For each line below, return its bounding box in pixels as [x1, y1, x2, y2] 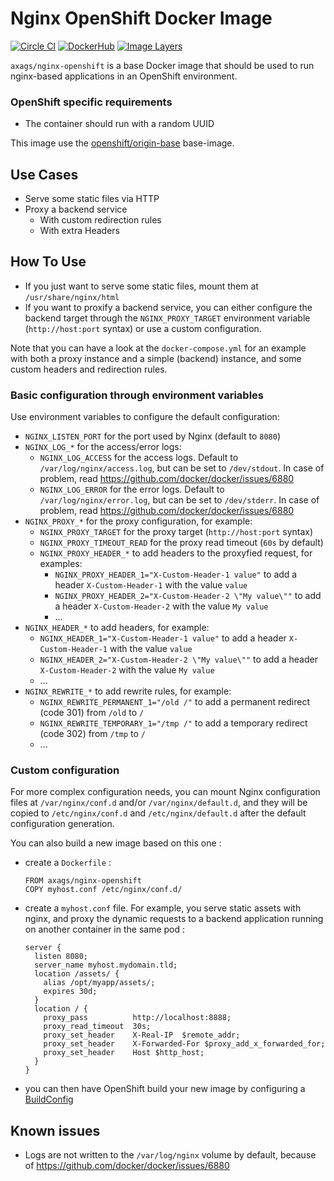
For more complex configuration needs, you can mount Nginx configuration [10, 786, 321, 798]
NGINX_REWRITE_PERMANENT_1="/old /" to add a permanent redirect [39, 696, 310, 708]
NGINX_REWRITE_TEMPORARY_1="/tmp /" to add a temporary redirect [39, 717, 308, 729]
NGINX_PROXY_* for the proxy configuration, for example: [24, 515, 253, 527]
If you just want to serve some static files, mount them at [24, 280, 259, 292]
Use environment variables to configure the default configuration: [10, 411, 280, 423]
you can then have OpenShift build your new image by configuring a [24, 1083, 306, 1095]
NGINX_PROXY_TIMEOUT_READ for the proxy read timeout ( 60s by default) [39, 537, 324, 549]
